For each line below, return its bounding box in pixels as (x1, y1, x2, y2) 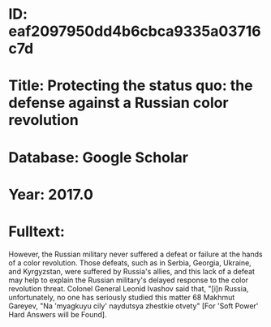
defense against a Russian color (8, 94, 229, 112)
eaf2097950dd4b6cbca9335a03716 (8, 22, 261, 41)
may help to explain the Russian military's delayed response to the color (8, 275, 249, 285)
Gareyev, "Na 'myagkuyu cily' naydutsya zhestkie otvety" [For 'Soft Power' (8, 301, 259, 311)
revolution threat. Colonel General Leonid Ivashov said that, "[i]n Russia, (8, 283, 249, 293)
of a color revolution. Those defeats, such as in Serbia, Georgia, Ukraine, (8, 257, 252, 268)
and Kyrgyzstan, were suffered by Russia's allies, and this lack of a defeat (8, 266, 256, 276)
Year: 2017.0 (8, 185, 93, 204)
